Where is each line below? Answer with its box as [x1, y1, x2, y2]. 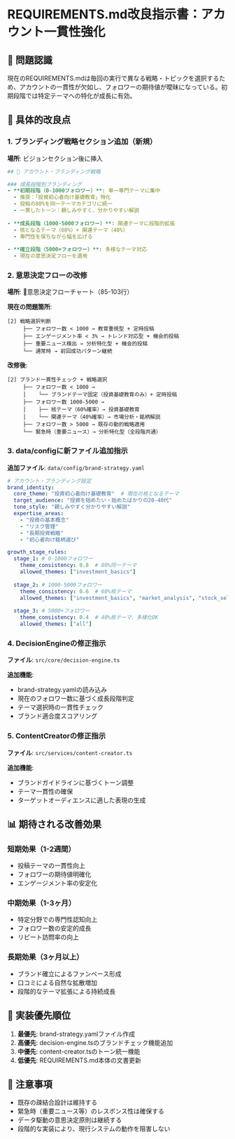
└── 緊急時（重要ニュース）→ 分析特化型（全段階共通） [22, 429, 162, 436]
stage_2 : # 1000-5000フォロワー [13, 581, 103, 588]
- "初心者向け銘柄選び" [20, 536, 80, 543]
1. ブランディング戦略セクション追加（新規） [7, 137, 157, 147]
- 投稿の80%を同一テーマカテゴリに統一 [13, 201, 113, 208]
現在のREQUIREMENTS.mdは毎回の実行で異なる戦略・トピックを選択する [7, 74, 220, 82]
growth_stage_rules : [7, 549, 68, 556]
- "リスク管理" [20, 523, 59, 530]
